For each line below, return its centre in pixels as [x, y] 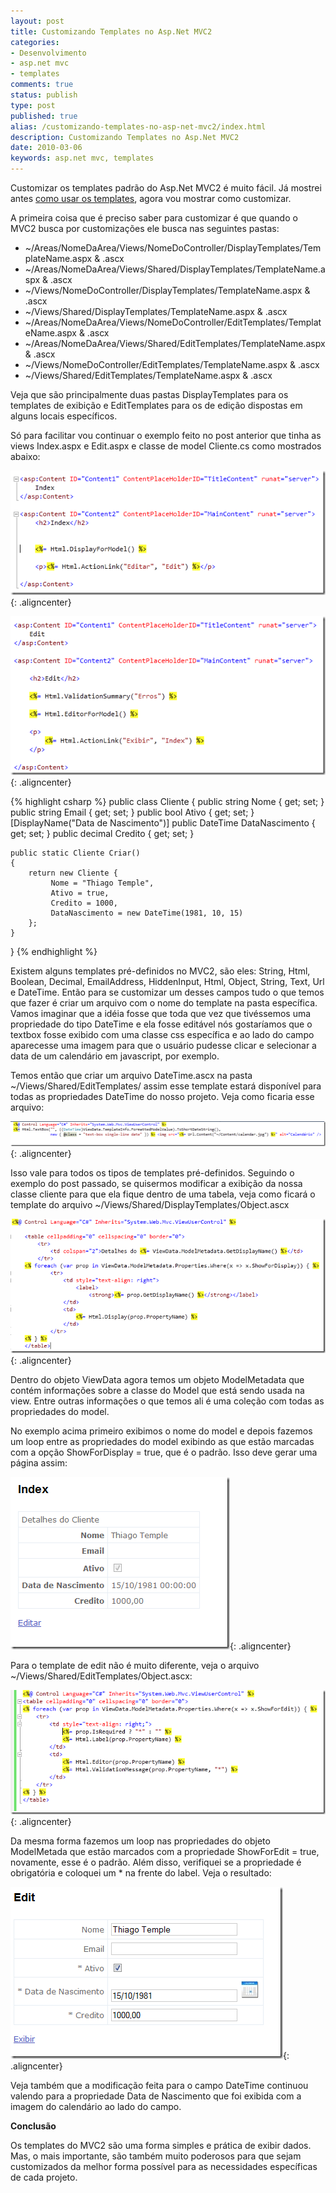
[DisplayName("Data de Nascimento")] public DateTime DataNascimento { [163, 822]
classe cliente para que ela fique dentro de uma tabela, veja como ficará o [163, 1194]
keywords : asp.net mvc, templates [82, 158]
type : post [33, 105]
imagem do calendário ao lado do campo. [96, 2107]
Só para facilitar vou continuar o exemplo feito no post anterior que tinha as [166, 435]
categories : [35, 42]
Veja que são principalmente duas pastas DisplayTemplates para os [149, 394]
